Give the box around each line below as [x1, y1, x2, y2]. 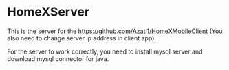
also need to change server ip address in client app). [7, 34, 157, 42]
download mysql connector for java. [7, 54, 109, 62]
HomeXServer [7, 4, 90, 20]
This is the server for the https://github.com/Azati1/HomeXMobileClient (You [7, 27, 223, 35]
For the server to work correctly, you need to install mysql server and [7, 47, 203, 56]
